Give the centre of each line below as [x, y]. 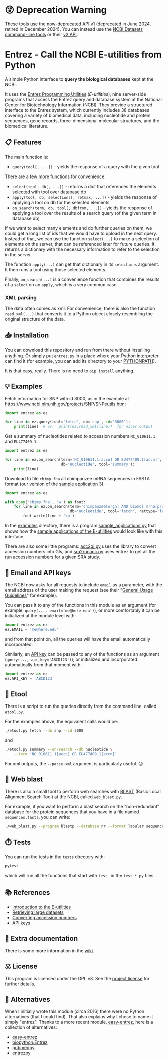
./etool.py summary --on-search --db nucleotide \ [59, 749]
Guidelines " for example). [31, 595]
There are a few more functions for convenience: [55, 176]
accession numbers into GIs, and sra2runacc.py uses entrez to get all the [80, 552]
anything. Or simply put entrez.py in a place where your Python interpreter [82, 356]
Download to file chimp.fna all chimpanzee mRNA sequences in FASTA [78, 478]
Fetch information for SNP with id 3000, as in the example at [67, 398]
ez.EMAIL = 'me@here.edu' [32, 629]
